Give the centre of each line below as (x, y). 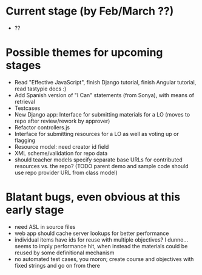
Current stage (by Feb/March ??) (90, 11)
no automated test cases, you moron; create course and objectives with (104, 259)
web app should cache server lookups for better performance (92, 233)
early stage (35, 210)
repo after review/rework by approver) (62, 121)
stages (23, 66)
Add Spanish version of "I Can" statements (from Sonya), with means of (104, 95)
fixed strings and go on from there (57, 265)
